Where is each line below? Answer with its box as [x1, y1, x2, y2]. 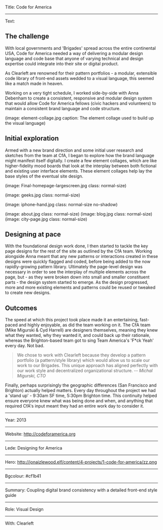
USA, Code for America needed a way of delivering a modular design [5, 50, 143, 56]
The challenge [5, 32, 49, 40]
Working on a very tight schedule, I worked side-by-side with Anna [5, 90, 139, 96]
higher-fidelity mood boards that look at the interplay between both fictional [5, 163, 157, 169]
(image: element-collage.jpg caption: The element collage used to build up [5, 115, 154, 121]
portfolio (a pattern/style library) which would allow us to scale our [16, 357, 150, 363]
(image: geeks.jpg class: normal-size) [5, 192, 81, 198]
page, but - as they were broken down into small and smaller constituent [5, 274, 150, 280]
